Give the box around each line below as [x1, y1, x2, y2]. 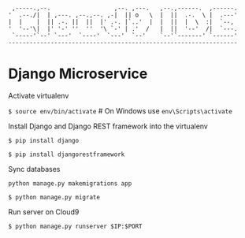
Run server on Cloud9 [8, 206, 80, 217]
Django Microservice [8, 65, 148, 83]
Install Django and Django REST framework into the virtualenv [8, 121, 209, 131]
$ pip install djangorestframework [8, 151, 125, 158]
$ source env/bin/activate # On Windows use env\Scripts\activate [8, 106, 232, 115]
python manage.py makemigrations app [8, 179, 132, 188]
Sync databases [8, 164, 61, 173]
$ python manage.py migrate [8, 193, 101, 201]
